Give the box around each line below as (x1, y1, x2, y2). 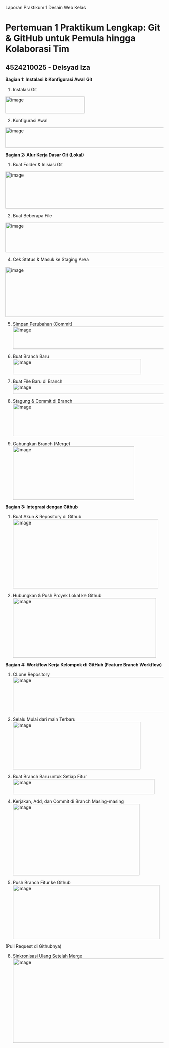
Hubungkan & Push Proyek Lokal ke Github (12, 593, 102, 598)
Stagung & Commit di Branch (12, 398, 73, 404)
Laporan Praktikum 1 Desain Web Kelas (5, 5, 87, 10)
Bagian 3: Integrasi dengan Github (5, 504, 78, 510)
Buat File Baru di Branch (12, 378, 63, 384)
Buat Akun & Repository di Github (12, 514, 82, 519)
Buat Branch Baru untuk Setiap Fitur (12, 774, 87, 779)
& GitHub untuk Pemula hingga (5, 33, 136, 44)
